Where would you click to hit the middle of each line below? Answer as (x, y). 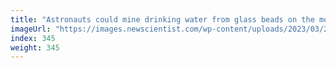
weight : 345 (35, 47)
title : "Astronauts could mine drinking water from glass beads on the (162, 19)
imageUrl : (31, 29)
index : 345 (33, 38)
